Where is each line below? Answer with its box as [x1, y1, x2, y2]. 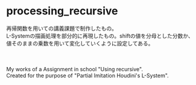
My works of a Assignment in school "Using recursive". [6, 65, 144, 72]
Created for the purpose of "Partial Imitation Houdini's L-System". [6, 72, 169, 79]
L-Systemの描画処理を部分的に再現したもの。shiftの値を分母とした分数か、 [6, 32, 194, 40]
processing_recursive [6, 4, 118, 18]
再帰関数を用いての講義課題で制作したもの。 [6, 25, 118, 32]
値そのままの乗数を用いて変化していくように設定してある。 [6, 40, 154, 47]
